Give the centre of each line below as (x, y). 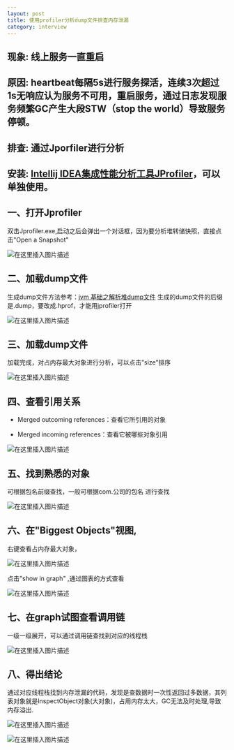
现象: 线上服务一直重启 (56, 57)
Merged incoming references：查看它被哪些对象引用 (93, 434)
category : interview (37, 27)
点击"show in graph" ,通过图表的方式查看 (66, 578)
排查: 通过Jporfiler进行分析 (66, 148)
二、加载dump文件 (48, 279)
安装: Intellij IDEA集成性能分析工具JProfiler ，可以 (114, 174)
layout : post (26, 14)
